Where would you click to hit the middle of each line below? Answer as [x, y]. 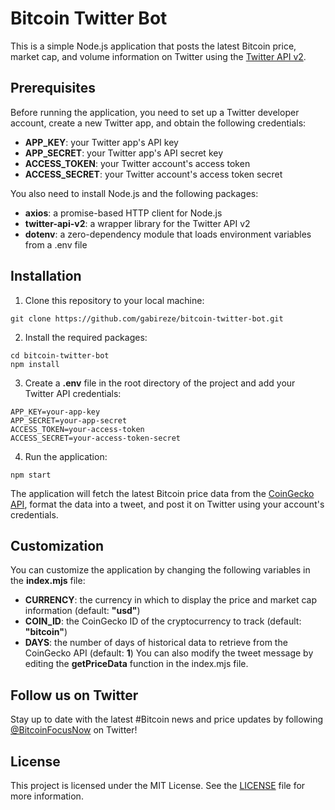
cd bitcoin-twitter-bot [60, 355]
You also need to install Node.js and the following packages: [134, 193]
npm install [35, 364]
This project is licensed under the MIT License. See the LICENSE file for [158, 785]
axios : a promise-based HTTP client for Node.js [123, 213]
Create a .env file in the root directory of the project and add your [160, 383]
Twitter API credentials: [73, 393]
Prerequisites [53, 88]
